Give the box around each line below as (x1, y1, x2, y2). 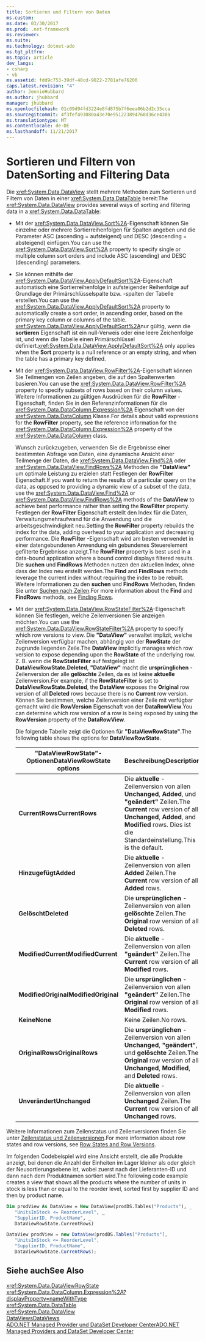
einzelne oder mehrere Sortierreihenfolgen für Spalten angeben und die (15, 226, 196, 233)
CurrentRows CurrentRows (18, 809, 97, 817)
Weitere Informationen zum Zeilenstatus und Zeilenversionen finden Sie (6, 1127, 186, 1135)
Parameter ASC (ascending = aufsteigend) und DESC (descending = (15, 232, 187, 239)
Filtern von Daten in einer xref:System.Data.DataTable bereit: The (6, 194, 168, 202)
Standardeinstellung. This (124, 835, 196, 844)
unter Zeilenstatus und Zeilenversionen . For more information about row (6, 1134, 186, 1141)
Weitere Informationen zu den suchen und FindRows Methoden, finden (15, 580, 195, 588)
